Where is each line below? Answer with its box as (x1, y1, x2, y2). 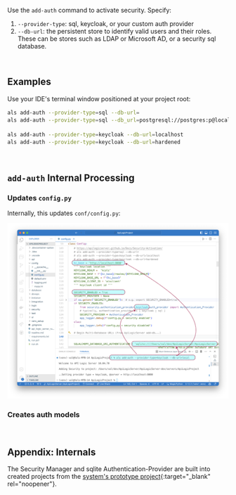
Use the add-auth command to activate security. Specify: (7, 6, 172, 14)
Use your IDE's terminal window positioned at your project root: (7, 94, 191, 103)
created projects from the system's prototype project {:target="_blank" (7, 472, 211, 481)
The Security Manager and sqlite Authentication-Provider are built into (7, 465, 211, 473)
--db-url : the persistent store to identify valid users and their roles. (17, 27, 212, 35)
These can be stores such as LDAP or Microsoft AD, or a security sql (17, 34, 216, 43)
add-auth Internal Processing (7, 172, 135, 184)
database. (17, 42, 47, 50)
